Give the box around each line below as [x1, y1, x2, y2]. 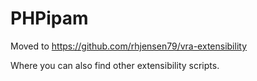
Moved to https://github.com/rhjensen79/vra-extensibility [10, 40, 248, 52]
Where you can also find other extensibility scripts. [10, 59, 220, 71]
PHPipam [10, 7, 89, 30]
